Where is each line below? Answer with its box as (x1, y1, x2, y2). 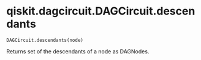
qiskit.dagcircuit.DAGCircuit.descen (6, 4, 195, 18)
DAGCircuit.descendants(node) (6, 37, 84, 43)
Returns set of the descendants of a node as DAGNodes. (6, 47, 150, 55)
